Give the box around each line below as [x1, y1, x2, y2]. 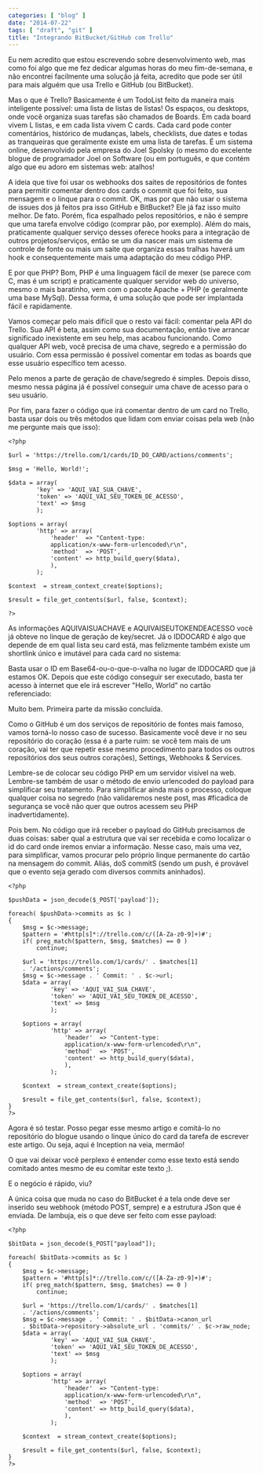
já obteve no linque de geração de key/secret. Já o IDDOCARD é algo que [8, 632, 246, 641]
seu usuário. [8, 390, 49, 400]
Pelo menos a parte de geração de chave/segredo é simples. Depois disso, [8, 374, 251, 383]
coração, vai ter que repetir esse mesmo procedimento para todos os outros [8, 744, 255, 754]
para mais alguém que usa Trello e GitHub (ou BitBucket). [8, 80, 194, 90]
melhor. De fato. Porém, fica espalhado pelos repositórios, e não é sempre [8, 211, 249, 220]
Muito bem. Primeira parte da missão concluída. [8, 704, 163, 714]
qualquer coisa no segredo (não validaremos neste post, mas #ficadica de [8, 793, 249, 803]
